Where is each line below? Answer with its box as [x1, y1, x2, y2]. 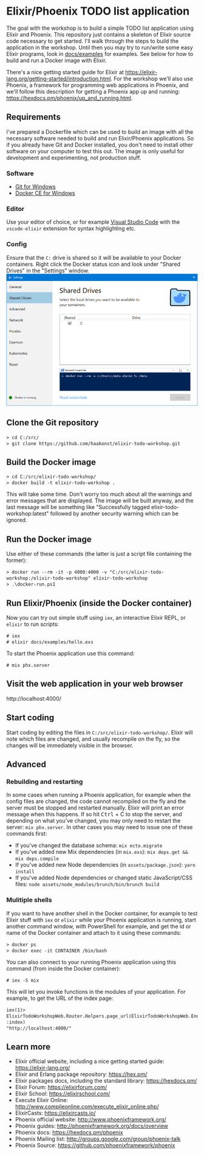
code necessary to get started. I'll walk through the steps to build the [6, 37, 179, 44]
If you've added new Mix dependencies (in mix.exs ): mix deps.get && [15, 848, 188, 856]
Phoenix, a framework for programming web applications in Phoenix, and [6, 81, 189, 89]
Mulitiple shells [6, 896, 53, 904]
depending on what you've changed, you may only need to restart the [6, 817, 181, 825]
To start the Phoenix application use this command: [6, 650, 135, 657]
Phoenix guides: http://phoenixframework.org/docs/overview [15, 1122, 169, 1129]
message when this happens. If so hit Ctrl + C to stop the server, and [6, 811, 182, 818]
